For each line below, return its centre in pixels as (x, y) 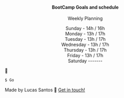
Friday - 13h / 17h (85, 56)
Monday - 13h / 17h (85, 34)
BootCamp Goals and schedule (85, 7)
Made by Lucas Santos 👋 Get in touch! (45, 90)
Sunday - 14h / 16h (85, 29)
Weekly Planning (85, 18)
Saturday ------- (85, 61)
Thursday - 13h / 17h (85, 50)
